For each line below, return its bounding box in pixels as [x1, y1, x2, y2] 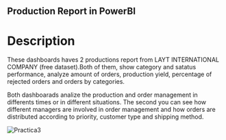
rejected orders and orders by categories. [7, 78, 125, 86]
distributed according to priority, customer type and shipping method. [7, 113, 204, 121]
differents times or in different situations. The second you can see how [7, 98, 207, 106]
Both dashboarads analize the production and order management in [7, 91, 199, 99]
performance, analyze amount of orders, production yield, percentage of [7, 70, 212, 78]
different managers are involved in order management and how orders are [7, 106, 216, 114]
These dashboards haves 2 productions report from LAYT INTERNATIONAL [7, 56, 219, 64]
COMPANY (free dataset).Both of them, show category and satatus [7, 63, 197, 71]
